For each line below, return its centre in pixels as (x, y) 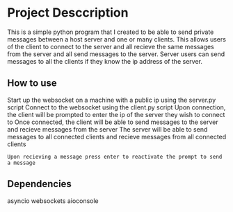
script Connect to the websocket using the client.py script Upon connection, (116, 107)
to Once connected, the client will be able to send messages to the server (113, 122)
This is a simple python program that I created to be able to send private (111, 32)
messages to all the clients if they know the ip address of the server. (105, 61)
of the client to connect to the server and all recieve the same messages (111, 46)
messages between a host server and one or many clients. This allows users (116, 39)
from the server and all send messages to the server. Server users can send (116, 54)
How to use (32, 83)
